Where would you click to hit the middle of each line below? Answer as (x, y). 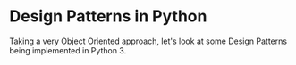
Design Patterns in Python (108, 16)
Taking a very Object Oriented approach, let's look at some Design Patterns (148, 41)
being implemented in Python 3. (68, 50)
